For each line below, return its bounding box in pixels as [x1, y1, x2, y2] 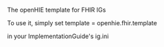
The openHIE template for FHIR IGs [7, 6, 106, 14]
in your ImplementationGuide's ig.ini [7, 32, 109, 40]
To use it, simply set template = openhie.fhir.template [7, 19, 158, 27]
